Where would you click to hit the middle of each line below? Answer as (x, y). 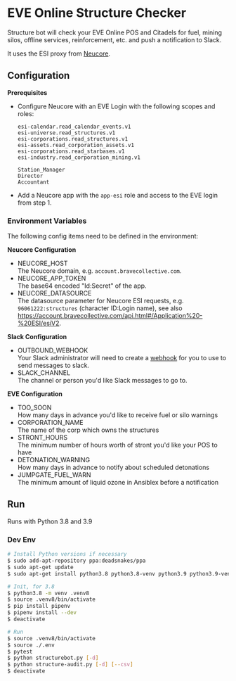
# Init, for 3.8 (31, 586)
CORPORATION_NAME (51, 423)
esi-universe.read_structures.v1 (66, 133)
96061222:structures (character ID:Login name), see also (100, 308)
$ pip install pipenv (39, 606)
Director (30, 176)
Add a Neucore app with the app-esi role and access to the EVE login (117, 195)
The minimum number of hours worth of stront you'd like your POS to (117, 445)
